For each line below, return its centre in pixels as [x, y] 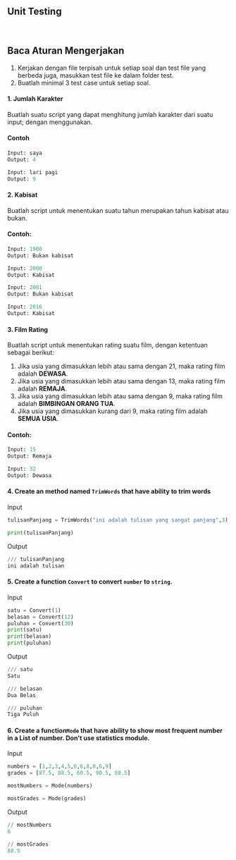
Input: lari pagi [33, 172]
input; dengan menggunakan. [50, 122]
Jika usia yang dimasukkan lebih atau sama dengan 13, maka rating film [121, 381]
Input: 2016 [25, 307]
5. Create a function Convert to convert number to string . [90, 582]
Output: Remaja [30, 456]
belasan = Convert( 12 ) [41, 617]
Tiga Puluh [23, 715]
